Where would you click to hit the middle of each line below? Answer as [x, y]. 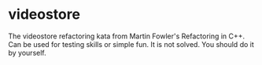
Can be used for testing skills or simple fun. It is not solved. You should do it [131, 44]
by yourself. [28, 52]
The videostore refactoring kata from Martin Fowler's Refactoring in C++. [127, 36]
